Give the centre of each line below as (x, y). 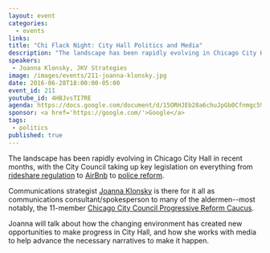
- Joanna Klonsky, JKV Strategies (70, 68)
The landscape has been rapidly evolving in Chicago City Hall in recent (125, 158)
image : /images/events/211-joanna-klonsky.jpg (88, 75)
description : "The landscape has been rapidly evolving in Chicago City (133, 53)
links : (19, 38)
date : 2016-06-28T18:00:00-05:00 (64, 83)
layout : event (32, 16)
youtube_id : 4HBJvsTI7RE (50, 98)
